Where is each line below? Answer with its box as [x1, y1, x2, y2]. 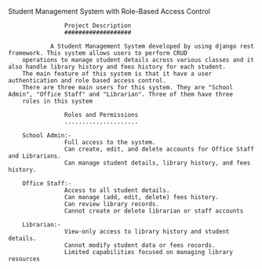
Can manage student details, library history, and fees [64, 159, 251, 167]
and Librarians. [8, 152, 61, 160]
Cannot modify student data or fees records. [64, 242, 216, 249]
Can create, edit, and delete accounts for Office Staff [64, 145, 255, 153]
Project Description [64, 22, 132, 30]
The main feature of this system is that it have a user [22, 70, 213, 78]
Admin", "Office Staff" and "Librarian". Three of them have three [8, 90, 234, 98]
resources [8, 255, 41, 263]
